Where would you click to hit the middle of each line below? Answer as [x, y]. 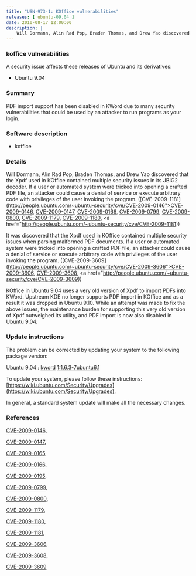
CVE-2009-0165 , [26, 453]
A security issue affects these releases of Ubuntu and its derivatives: [89, 67]
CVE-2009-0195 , [26, 476]
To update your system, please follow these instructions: [74, 378]
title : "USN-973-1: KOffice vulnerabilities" [62, 11]
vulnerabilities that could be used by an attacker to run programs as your [94, 112]
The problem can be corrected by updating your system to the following [93, 350]
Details [16, 161]
